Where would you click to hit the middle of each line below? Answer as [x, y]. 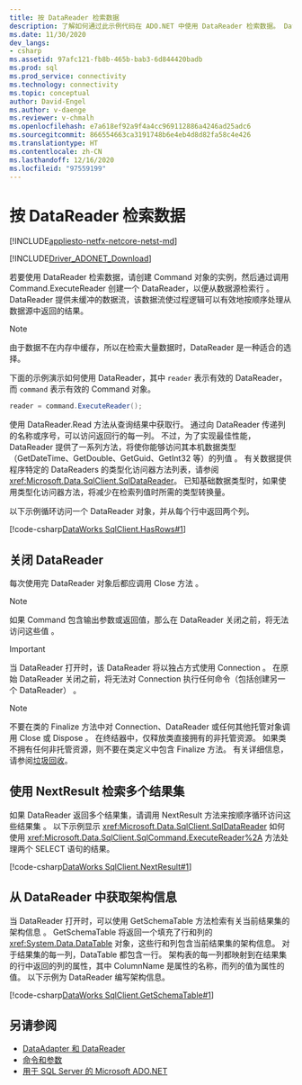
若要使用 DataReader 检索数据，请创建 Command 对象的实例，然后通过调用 [149, 277]
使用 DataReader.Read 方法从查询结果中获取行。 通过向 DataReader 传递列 [147, 425]
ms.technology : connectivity [64, 85]
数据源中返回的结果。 [49, 311]
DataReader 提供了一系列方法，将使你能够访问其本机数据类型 [123, 448]
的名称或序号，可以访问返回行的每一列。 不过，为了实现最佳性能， [133, 436]
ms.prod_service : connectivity [68, 77]
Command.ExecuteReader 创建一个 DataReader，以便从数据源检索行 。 [142, 288]
